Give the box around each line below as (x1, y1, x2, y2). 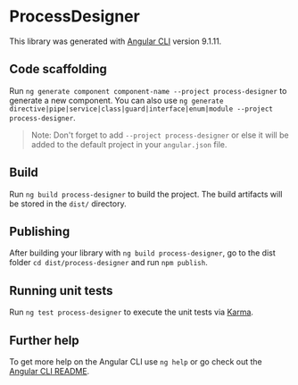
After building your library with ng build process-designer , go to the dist (9, 247, 277, 258)
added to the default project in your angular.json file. (30, 138, 228, 149)
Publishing (9, 223, 70, 239)
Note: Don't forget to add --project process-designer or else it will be (30, 130, 289, 140)
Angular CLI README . (9, 366, 90, 376)
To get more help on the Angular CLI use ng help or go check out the (9, 356, 262, 367)
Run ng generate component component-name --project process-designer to (9, 85, 287, 96)
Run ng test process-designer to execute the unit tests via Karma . (9, 306, 254, 318)
